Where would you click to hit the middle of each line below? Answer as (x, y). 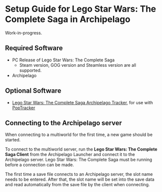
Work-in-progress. (24, 33)
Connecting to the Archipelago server (63, 123)
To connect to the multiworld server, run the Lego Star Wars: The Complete (81, 149)
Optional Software (33, 91)
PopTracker (24, 108)
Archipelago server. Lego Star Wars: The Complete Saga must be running (79, 160)
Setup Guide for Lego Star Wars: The (81, 9)
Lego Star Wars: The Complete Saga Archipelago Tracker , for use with (82, 102)
